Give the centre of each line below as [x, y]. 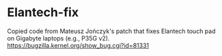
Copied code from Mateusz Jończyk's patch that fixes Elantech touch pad [111, 31]
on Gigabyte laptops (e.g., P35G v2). [58, 38]
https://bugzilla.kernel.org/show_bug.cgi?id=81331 [78, 45]
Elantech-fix [43, 12]
